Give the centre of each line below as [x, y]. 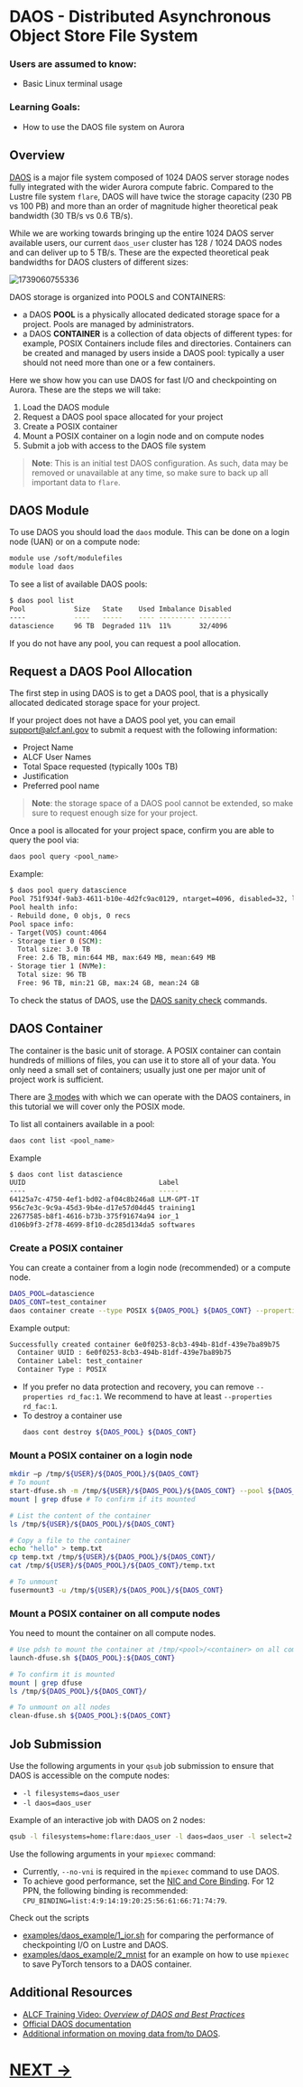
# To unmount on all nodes [60, 1707]
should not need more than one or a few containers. [119, 362]
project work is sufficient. [56, 1079]
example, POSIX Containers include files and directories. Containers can [156, 343]
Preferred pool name [61, 786]
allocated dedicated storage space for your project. [105, 703]
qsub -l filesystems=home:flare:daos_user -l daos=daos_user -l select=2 [151, 1837]
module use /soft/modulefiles [66, 559]
